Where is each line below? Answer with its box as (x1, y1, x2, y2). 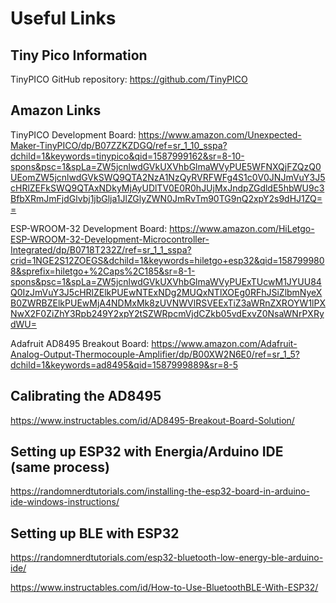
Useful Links (10, 7, 117, 30)
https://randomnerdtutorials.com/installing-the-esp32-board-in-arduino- (10, 485, 310, 497)
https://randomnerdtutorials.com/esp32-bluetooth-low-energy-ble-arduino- (10, 552, 324, 564)
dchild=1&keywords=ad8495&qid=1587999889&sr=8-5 (10, 358, 238, 371)
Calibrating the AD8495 (10, 388, 162, 405)
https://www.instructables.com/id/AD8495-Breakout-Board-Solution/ (10, 414, 295, 426)
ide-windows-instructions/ (10, 496, 120, 508)
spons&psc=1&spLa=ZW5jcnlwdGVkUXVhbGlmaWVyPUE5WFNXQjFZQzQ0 (10, 160, 322, 172)
